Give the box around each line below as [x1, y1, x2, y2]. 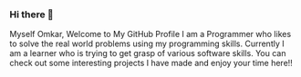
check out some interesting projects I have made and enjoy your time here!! [9, 58, 294, 69]
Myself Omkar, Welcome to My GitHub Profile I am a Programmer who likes [9, 29, 292, 40]
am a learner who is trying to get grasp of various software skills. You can [9, 48, 286, 59]
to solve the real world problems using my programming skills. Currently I [9, 38, 285, 49]
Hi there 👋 [9, 8, 55, 21]
